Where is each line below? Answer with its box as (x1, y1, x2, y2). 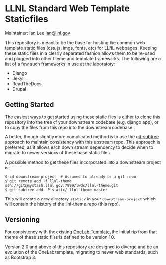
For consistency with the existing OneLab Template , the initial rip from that (5, 229, 157, 235)
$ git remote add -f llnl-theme (5, 178, 72, 184)
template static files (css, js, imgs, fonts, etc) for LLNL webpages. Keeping (5, 45, 157, 51)
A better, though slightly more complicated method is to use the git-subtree (5, 133, 159, 139)
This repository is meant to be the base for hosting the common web (5, 39, 145, 45)
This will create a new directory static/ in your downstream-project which (5, 196, 156, 201)
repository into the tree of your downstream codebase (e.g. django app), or (5, 119, 159, 125)
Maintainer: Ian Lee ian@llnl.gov (5, 30, 70, 36)
